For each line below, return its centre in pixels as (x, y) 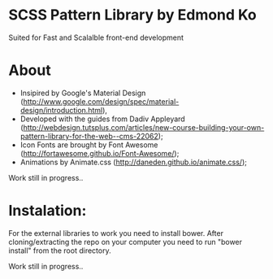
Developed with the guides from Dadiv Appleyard (102, 119)
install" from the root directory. (60, 251)
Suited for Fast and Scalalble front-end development (96, 37)
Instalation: (48, 211)
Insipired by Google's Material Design (83, 93)
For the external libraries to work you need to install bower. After (116, 233)
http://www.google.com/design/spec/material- (101, 101)
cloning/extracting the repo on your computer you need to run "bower (125, 242)
